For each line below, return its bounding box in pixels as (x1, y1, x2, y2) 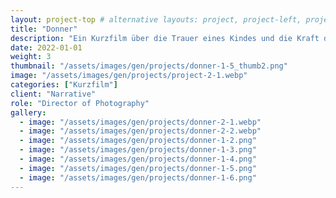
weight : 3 (10, 52, 52, 62)
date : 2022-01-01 (10, 42, 83, 53)
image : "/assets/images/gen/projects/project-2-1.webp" (10, 71, 248, 81)
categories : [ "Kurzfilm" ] (10, 80, 118, 90)
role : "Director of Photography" (10, 98, 150, 108)
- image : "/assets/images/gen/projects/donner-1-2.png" (19, 136, 257, 146)
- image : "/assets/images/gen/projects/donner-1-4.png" (19, 154, 257, 164)
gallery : (10, 107, 47, 118)
